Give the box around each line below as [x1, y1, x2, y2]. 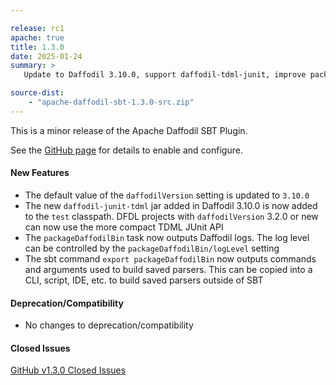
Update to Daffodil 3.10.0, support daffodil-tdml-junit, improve [23, 70, 307, 80]
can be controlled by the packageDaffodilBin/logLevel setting [24, 242, 280, 254]
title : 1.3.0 [10, 42, 65, 52]
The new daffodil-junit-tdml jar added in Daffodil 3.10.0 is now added [24, 199, 318, 211]
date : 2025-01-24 [10, 51, 83, 61]
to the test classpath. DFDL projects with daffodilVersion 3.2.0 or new [24, 210, 319, 222]
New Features [10, 167, 70, 179]
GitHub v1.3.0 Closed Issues [10, 364, 127, 376]
